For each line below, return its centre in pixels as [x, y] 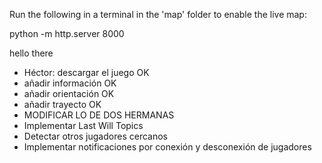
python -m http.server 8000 [67, 33]
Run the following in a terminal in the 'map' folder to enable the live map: [158, 14]
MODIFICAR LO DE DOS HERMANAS [99, 115]
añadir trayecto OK [62, 104]
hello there [31, 53]
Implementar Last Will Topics [83, 125]
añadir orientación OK [69, 93]
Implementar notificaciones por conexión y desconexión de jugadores [167, 147]
